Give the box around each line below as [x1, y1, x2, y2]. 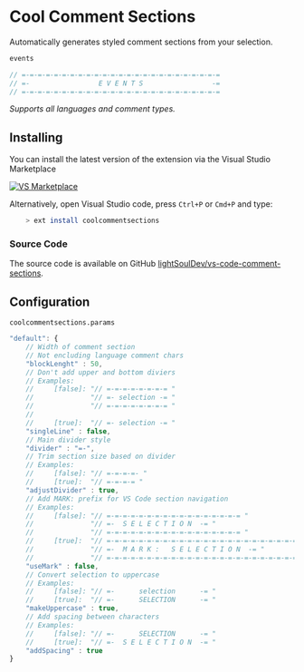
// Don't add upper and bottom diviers [25, 367, 176, 377]
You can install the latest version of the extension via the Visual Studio [9, 154, 271, 165]
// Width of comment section [25, 343, 136, 352]
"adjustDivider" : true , [25, 485, 119, 495]
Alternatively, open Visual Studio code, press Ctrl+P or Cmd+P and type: [9, 199, 273, 209]
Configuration [9, 294, 90, 309]
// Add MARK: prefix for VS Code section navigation [25, 494, 229, 503]
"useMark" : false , [25, 561, 100, 570]
